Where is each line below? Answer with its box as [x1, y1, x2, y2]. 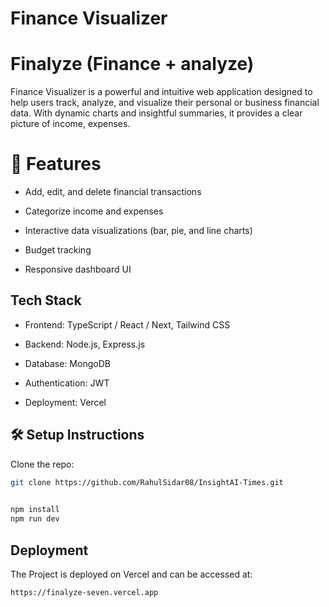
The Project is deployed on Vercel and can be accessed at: [10, 568, 253, 580]
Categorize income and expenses [24, 205, 164, 217]
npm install [10, 505, 60, 515]
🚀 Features [10, 153, 102, 176]
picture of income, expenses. [10, 118, 131, 130]
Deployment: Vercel [24, 396, 107, 408]
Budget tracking [24, 244, 92, 256]
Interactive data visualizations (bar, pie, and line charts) [24, 225, 253, 237]
